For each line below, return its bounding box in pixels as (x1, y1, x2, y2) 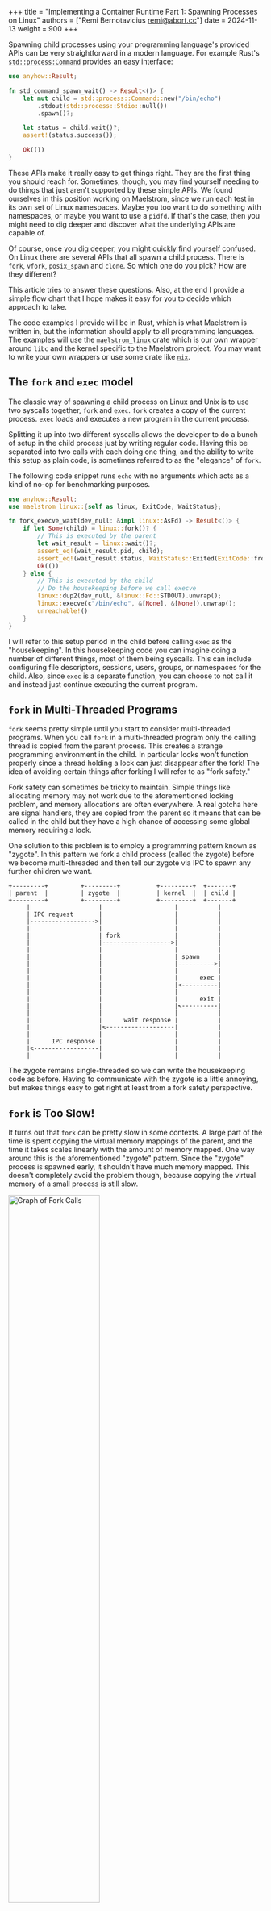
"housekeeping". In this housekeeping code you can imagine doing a (8, 645, 236, 655)
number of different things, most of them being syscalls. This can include (8, 653, 252, 664)
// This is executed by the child (37, 577, 153, 585)
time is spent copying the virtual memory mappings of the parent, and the (8, 1136, 253, 1146)
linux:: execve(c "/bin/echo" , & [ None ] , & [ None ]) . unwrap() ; (37, 600, 236, 608)
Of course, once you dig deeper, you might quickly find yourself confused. (8, 244, 256, 253)
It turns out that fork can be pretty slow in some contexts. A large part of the (8, 1128, 263, 1138)
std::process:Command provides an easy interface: (8, 56, 173, 66)
